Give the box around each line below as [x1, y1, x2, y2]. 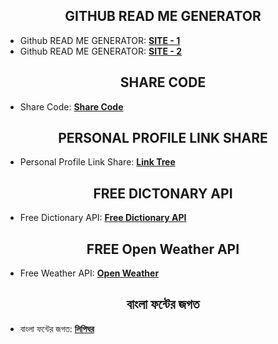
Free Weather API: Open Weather [19, 267, 160, 279]
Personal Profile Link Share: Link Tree [19, 156, 176, 168]
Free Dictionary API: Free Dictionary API [19, 212, 187, 224]
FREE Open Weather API [86, 240, 240, 258]
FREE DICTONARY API [93, 185, 233, 202]
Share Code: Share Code [19, 100, 124, 113]
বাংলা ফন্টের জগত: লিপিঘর [19, 322, 95, 334]
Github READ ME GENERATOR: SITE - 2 [19, 45, 182, 57]
